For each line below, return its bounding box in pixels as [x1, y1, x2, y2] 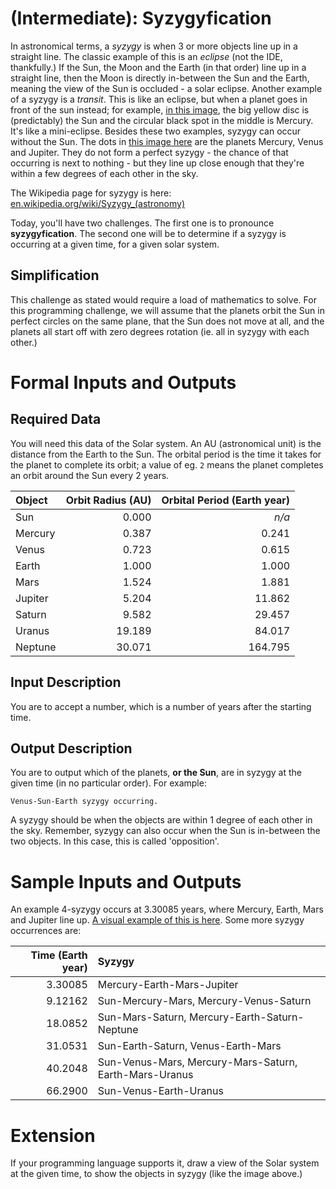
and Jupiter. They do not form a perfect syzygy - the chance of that [10, 146, 289, 158]
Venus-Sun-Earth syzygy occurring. [10, 797, 159, 807]
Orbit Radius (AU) [65, 493, 152, 507]
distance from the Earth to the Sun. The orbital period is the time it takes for [10, 448, 322, 460]
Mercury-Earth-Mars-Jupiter [97, 978, 239, 992]
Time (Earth [30, 948, 88, 962]
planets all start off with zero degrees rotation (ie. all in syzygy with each [10, 325, 310, 337]
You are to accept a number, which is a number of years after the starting [10, 700, 312, 712]
